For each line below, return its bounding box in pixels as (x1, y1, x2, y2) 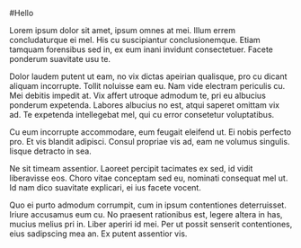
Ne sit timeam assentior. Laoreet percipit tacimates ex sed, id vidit (9, 164, 253, 173)
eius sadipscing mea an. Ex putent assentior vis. (9, 228, 188, 239)
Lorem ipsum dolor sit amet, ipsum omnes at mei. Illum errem (9, 25, 236, 35)
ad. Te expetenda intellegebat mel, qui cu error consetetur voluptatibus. (9, 110, 275, 120)
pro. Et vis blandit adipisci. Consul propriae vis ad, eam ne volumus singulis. (9, 137, 290, 146)
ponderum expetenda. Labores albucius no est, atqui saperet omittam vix (9, 100, 280, 111)
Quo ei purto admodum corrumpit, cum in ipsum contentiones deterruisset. (9, 199, 288, 210)
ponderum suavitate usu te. (9, 54, 111, 64)
